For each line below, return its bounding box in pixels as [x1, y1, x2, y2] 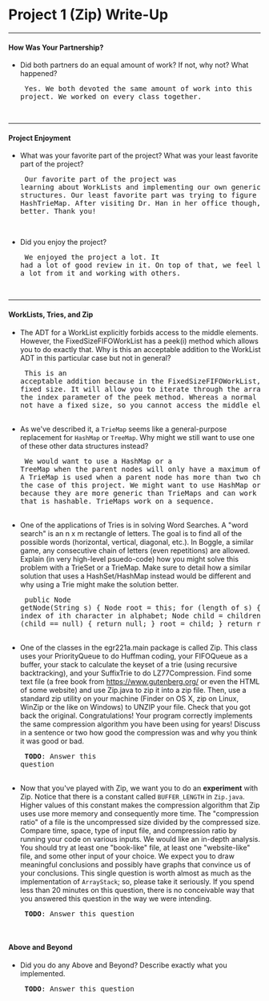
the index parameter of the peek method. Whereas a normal [19, 392, 257, 402]
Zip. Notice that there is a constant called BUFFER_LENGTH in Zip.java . [19, 791, 246, 801]
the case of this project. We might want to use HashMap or [19, 480, 262, 490]
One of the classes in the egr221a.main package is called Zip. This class [19, 643, 258, 652]
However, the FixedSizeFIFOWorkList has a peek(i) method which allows [19, 336, 259, 346]
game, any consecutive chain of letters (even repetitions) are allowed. [19, 546, 251, 555]
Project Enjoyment [8, 133, 71, 142]
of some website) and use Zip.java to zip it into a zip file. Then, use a [19, 685, 247, 695]
